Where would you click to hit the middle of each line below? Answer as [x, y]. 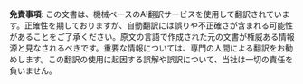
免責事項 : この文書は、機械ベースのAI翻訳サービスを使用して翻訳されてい [146, 14]
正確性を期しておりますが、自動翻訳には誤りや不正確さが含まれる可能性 [159, 25]
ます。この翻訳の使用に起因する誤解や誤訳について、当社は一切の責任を [159, 59]
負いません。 [33, 70]
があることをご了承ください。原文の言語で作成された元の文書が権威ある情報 [152, 37]
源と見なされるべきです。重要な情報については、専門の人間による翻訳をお [147, 48]
